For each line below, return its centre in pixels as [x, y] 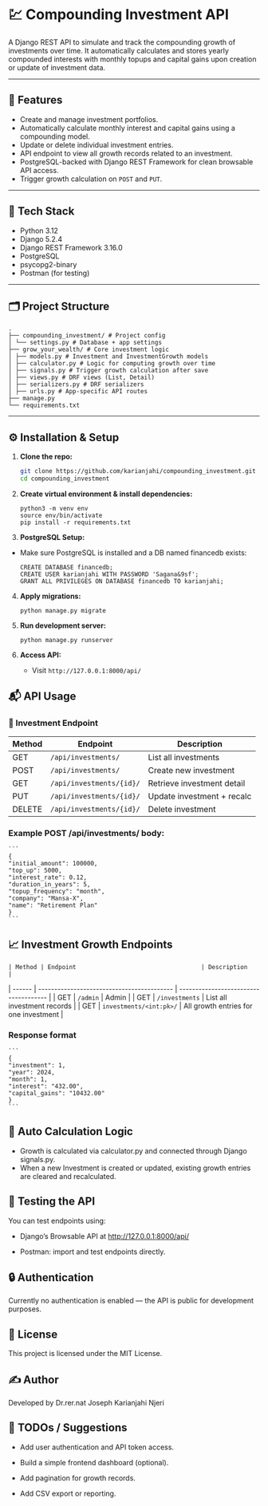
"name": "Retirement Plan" [53, 905]
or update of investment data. [57, 67]
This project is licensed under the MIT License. [85, 1354]
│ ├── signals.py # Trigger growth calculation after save [108, 371]
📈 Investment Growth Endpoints [91, 945]
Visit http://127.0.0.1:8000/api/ [87, 670]
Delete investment [182, 809]
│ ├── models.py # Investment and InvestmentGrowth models [108, 357]
